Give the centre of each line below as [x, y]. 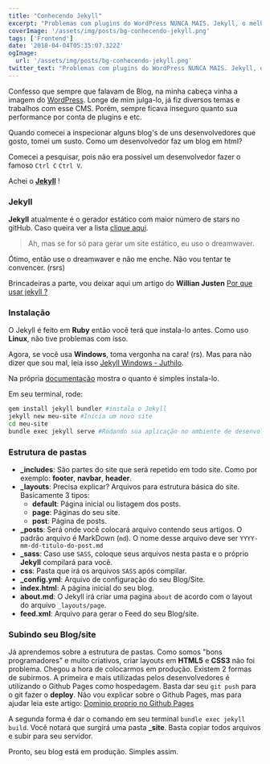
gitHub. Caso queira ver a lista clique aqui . [78, 228]
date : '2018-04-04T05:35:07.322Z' [66, 46]
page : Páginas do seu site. [76, 513]
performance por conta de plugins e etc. [75, 117]
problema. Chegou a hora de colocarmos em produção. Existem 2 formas [130, 669]
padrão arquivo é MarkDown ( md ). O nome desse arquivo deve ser [129, 538]
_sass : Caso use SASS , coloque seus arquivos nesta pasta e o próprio [134, 554]
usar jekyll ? [28, 292]
